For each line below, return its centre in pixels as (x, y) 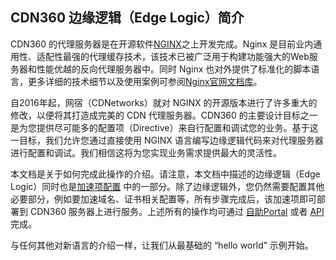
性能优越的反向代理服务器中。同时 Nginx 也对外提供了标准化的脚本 (174, 69)
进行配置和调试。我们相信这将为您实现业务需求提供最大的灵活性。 (146, 152)
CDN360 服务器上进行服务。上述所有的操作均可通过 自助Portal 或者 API (177, 211)
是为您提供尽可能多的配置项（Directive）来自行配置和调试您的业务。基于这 (164, 127)
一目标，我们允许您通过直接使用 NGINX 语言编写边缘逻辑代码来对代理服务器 (167, 140)
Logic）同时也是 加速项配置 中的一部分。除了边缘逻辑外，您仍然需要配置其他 (167, 186)
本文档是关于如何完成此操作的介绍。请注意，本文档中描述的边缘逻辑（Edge (165, 174)
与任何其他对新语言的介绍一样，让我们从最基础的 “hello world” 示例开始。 (162, 245)
